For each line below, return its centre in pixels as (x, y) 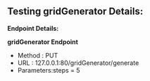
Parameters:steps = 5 (49, 70)
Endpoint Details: (33, 28)
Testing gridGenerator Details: (75, 12)
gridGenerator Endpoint (43, 42)
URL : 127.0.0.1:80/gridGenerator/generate (78, 63)
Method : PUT (38, 55)
